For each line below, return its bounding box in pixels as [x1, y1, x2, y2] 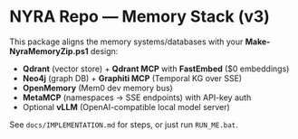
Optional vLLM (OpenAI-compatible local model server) [22, 101, 231, 112]
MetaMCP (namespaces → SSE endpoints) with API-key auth [22, 92, 252, 103]
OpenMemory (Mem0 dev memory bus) [22, 82, 174, 93]
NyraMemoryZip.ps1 [9, 45, 89, 56]
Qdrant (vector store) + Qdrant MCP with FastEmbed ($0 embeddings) [22, 63, 290, 74]
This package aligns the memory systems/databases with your [9, 36, 244, 47]
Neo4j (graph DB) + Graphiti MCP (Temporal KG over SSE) [22, 72, 243, 83]
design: [90, 45, 119, 56]
